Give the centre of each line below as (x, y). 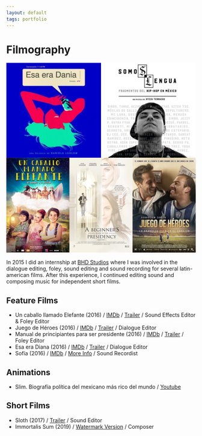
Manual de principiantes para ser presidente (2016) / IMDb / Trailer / (99, 334)
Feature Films (32, 300)
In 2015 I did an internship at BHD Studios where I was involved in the (92, 263)
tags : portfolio (26, 19)
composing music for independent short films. (63, 282)
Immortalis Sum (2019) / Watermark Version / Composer (84, 426)
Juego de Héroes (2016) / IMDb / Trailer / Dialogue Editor (86, 328)
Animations (28, 372)
